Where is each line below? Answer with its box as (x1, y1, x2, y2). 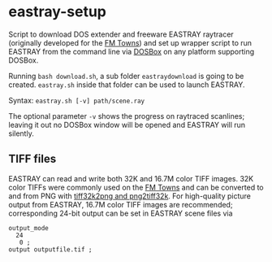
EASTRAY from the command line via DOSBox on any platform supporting (8, 46, 255, 56)
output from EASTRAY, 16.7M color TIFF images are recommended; (8, 199, 233, 209)
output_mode (8, 224, 49, 232)
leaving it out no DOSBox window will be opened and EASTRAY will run (8, 120, 246, 129)
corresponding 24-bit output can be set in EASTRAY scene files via (8, 208, 233, 218)
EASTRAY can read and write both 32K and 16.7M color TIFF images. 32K (8, 173, 254, 183)
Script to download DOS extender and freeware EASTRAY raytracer (8, 29, 234, 39)
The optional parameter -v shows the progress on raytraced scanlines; (8, 111, 245, 120)
